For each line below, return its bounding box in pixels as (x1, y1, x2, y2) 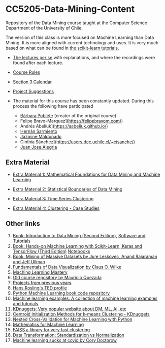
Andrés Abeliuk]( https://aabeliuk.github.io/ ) (20, 123, 108, 129)
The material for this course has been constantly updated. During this (12, 97, 154, 104)
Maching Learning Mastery (12, 269, 68, 275)
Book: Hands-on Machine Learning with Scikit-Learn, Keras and (12, 243, 142, 249)
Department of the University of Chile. (5, 25, 83, 31)
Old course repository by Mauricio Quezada (12, 274, 102, 280)
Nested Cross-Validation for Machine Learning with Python (12, 316, 132, 322)
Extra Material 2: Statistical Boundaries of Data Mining (12, 186, 123, 192)
